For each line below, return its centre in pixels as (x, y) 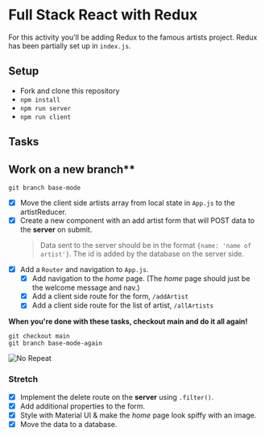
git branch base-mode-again (56, 344)
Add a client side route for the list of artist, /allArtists (123, 305)
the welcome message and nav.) (86, 287)
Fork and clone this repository (70, 90)
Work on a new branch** (72, 169)
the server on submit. (56, 230)
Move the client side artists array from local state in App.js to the (127, 203)
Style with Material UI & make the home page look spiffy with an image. (138, 415)
